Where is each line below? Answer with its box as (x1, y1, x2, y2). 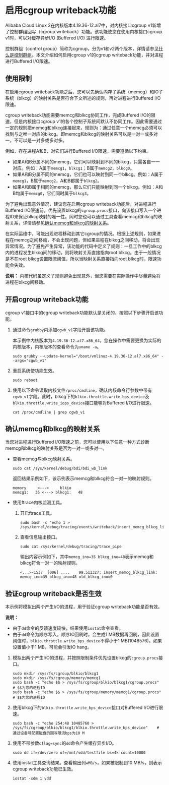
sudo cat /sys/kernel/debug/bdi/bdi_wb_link (12, 466, 108, 471)
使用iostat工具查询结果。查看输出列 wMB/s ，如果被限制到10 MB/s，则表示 (12, 760, 162, 766)
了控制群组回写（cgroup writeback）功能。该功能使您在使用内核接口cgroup (5, 28, 162, 34)
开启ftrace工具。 (20, 510, 55, 516)
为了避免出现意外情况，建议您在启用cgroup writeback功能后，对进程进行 (5, 201, 156, 207)
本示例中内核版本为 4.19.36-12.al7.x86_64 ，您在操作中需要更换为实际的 (12, 337, 162, 343)
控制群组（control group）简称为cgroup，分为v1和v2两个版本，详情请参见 (5, 45, 159, 51)
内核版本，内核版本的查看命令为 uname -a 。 (12, 343, 102, 349)
